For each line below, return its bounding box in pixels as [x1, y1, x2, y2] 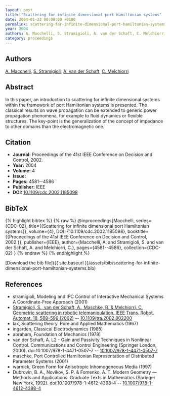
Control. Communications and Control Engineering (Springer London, [12, 342, 157, 348]
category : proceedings [5, 36, 53, 41]
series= [136, 218, 152, 224]
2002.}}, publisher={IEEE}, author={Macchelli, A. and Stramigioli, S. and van [5, 239, 164, 246]
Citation [5, 138, 31, 146]
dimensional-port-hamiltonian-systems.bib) [5, 265, 96, 271]
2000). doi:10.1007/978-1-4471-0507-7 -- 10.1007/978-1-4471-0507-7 [12, 347, 158, 353]
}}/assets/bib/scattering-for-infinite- [84, 260, 160, 266]
